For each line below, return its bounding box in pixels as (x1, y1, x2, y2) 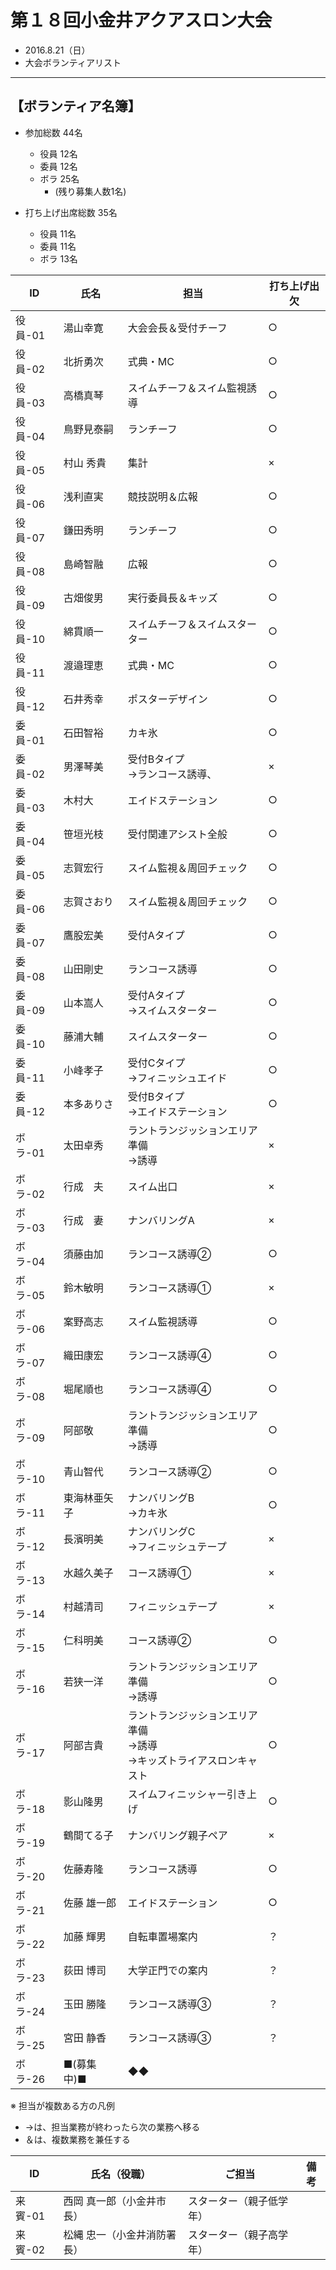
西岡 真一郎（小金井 (63, 2194, 157, 2208)
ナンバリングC (127, 1524, 196, 1538)
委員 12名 (39, 160, 78, 172)
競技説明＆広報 (127, 489, 198, 503)
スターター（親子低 (188, 2194, 279, 2208)
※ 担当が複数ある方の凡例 (10, 2099, 115, 2111)
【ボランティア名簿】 (10, 98, 142, 115)
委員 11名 (39, 240, 77, 252)
